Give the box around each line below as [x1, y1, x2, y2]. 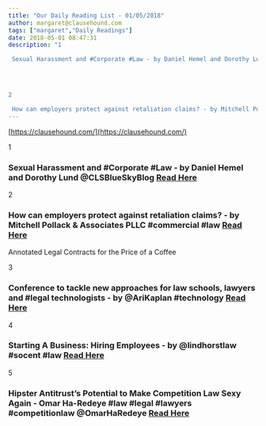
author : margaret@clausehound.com [8, 19, 123, 27]
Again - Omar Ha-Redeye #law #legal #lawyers [8, 397, 192, 409]
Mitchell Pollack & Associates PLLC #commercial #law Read [8, 219, 243, 230]
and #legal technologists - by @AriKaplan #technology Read [8, 292, 246, 303]
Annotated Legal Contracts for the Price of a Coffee [8, 247, 177, 257]
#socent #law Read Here [8, 350, 104, 361]
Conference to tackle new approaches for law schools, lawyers [8, 283, 256, 294]
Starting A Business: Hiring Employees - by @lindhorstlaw [8, 340, 237, 351]
